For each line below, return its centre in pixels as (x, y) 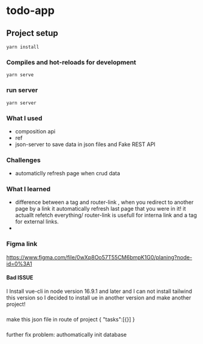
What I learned (28, 189)
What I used (24, 118)
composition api (35, 131)
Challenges (23, 160)
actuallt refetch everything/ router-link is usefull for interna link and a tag (106, 215)
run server (22, 90)
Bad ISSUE (20, 278)
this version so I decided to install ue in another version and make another (99, 297)
